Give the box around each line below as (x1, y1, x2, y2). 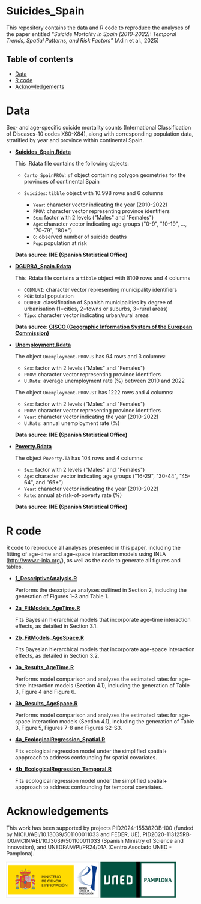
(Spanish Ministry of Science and (101, 837, 184, 844)
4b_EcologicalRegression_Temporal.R (14, 765, 112, 773)
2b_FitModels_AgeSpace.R (14, 634, 84, 641)
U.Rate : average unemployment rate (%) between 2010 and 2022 (23, 377, 185, 384)
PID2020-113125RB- (142, 830, 192, 838)
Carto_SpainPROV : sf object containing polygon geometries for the (23, 171, 186, 178)
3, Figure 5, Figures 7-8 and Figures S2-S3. (14, 724, 122, 731)
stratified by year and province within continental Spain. (6, 136, 145, 143)
